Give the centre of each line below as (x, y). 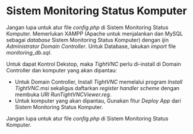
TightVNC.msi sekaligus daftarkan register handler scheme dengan (97, 88)
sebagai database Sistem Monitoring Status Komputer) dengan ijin (88, 40)
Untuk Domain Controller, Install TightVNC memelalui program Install (99, 82)
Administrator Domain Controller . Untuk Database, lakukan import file (91, 46)
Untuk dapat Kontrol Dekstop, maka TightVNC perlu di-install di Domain (94, 64)
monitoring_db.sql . (29, 52)
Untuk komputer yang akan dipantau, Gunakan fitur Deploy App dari (98, 100)
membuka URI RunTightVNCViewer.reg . (63, 94)
